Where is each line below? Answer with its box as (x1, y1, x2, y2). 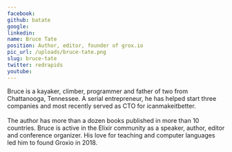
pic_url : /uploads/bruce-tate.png (7, 49, 107, 56)
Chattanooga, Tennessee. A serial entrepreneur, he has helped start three (7, 94, 217, 102)
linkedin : (7, 29, 36, 37)
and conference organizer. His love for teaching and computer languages (7, 131, 215, 139)
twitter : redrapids (7, 61, 64, 68)
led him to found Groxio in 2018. (7, 138, 98, 146)
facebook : (7, 10, 36, 17)
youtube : (7, 68, 32, 75)
